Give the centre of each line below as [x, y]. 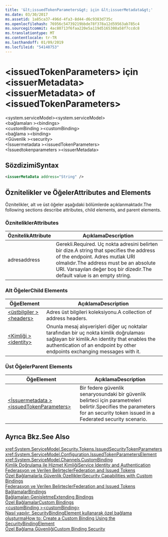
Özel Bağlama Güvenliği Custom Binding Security [55, 528]
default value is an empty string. [93, 276]
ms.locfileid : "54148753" [32, 47]
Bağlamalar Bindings [26, 491]
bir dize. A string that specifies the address [105, 250]
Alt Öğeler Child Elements [36, 291]
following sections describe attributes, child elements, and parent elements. [83, 210]
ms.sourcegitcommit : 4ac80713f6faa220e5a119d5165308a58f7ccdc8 [72, 29]
